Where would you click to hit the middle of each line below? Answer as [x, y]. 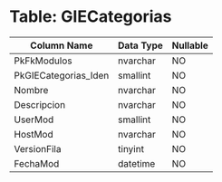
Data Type [140, 45]
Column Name [62, 45]
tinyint [131, 148]
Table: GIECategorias [91, 17]
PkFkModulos [43, 61]
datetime [136, 163]
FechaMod [37, 163]
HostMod [34, 134]
